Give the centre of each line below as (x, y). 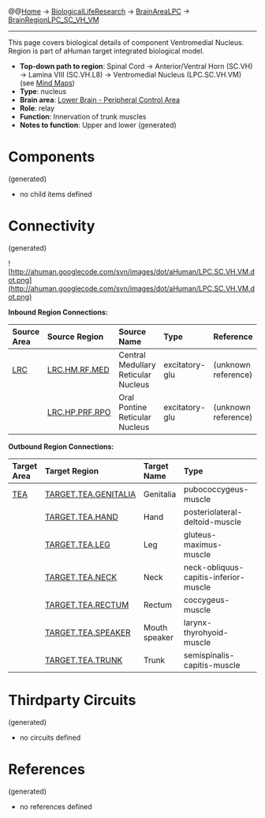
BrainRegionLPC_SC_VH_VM (54, 20)
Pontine (133, 407)
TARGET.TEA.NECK (81, 577)
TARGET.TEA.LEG (77, 545)
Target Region (72, 471)
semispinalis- (209, 655)
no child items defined (56, 194)
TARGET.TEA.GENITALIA (90, 494)
